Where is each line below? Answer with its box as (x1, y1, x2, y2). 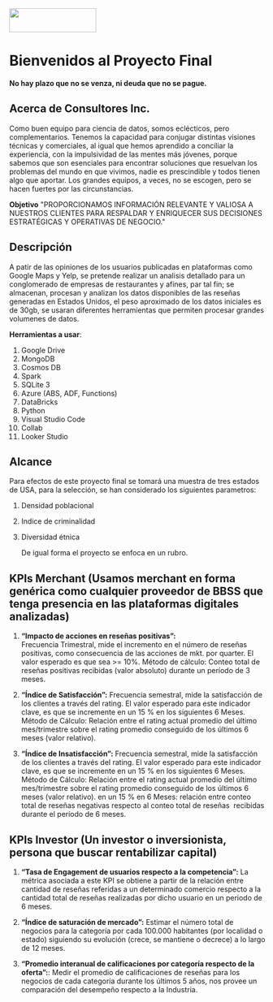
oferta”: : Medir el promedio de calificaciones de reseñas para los (20, 968, 240, 977)
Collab (20, 422, 43, 433)
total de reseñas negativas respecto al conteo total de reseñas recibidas (20, 801, 265, 810)
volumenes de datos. (9, 313, 80, 323)
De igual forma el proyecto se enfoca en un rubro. (20, 548, 188, 558)
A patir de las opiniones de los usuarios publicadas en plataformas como (9, 261, 253, 271)
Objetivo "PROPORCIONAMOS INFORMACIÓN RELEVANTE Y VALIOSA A (9, 199, 254, 209)
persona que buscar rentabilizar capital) (9, 845, 218, 859)
